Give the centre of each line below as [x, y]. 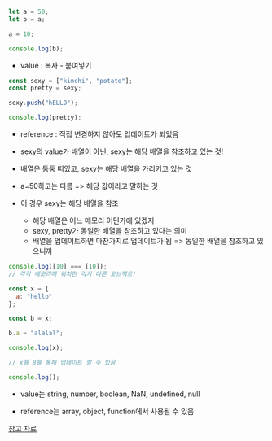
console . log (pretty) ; [45, 118]
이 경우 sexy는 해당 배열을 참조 [69, 203]
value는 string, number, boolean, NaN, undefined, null [110, 394]
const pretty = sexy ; [45, 88]
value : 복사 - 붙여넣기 [56, 65]
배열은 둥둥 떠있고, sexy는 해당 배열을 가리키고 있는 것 [106, 168]
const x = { [29, 289]
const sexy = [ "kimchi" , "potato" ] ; [70, 81]
